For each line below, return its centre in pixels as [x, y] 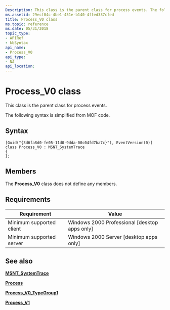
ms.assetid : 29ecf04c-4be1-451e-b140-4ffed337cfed [60, 15]
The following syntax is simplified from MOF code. [58, 115]
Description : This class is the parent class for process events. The [81, 10]
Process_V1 [18, 303]
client [14, 229]
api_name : [16, 48]
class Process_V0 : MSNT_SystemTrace [45, 147]
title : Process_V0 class [31, 19]
